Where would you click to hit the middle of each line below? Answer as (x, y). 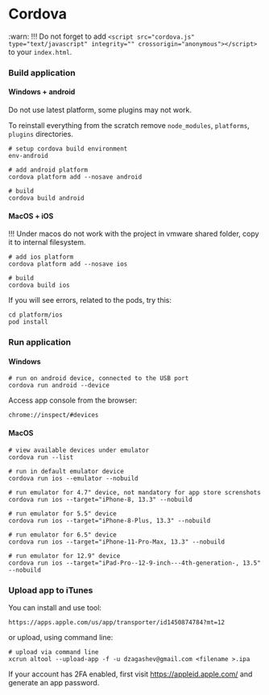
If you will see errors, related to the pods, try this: (90, 300)
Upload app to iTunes (51, 590)
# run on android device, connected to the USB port (99, 379)
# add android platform (48, 170)
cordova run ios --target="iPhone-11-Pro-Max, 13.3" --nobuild (117, 542)
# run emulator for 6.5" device (62, 535)
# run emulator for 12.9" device (64, 556)
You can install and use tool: (55, 607)
